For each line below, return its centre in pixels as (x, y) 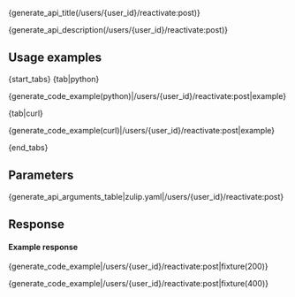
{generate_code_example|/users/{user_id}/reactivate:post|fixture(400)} (138, 284)
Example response (43, 247)
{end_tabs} (28, 147)
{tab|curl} (26, 113)
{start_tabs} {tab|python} (54, 79)
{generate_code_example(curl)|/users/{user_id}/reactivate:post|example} (142, 130)
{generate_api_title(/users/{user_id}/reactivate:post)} (104, 13)
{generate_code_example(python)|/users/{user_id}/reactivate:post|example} (147, 95)
